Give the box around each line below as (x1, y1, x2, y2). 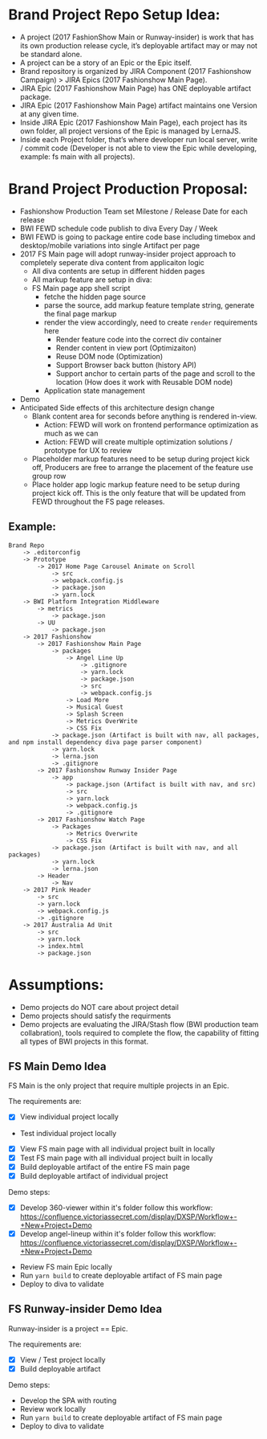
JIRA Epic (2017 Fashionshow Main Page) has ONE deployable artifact (19, 83, 252, 93)
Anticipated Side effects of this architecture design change (19, 403, 215, 412)
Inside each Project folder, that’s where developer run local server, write (19, 134, 258, 144)
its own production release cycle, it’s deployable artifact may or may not (19, 40, 258, 50)
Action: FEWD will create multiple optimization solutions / (43, 436, 233, 447)
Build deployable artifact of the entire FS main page (19, 1162, 190, 1171)
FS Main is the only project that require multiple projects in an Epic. (8, 1081, 230, 1090)
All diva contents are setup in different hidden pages (31, 266, 205, 276)
